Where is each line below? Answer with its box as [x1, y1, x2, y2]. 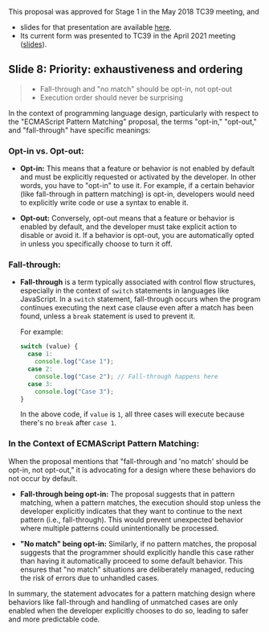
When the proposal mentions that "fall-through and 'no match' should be [8, 456, 249, 466]
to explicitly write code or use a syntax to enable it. [19, 198, 189, 207]
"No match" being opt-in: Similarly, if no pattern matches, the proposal [19, 539, 257, 548]
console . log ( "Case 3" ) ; [35, 388, 115, 396]
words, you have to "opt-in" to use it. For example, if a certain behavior [19, 181, 255, 191]
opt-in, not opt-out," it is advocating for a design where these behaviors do [8, 465, 256, 474]
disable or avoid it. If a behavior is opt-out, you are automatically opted [19, 231, 255, 240]
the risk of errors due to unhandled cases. [19, 572, 160, 582]
